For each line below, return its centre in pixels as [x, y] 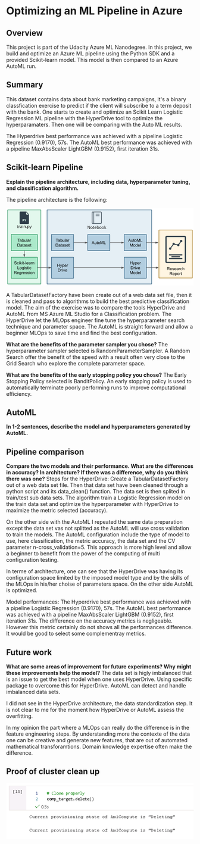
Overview [25, 33]
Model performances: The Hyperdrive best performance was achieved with [99, 602]
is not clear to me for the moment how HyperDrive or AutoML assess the [95, 710]
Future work [29, 652]
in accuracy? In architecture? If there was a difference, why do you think [97, 473]
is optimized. [22, 590]
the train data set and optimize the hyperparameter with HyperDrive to [92, 504]
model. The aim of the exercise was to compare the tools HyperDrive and [96, 307]
